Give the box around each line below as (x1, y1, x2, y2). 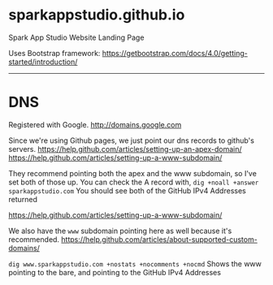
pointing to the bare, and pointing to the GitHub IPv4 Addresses (8, 267, 222, 277)
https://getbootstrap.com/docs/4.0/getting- (102, 48, 248, 58)
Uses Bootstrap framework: (8, 48, 101, 58)
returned (8, 194, 38, 204)
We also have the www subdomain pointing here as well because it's (8, 226, 232, 235)
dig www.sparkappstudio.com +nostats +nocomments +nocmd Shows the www (8, 258, 262, 269)
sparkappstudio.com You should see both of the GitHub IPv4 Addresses (8, 185, 246, 196)
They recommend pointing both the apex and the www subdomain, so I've (8, 168, 258, 178)
